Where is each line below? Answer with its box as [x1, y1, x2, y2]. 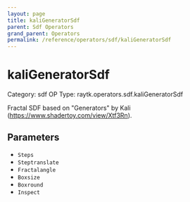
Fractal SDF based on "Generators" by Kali [7, 103, 132, 113]
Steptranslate [17, 159, 59, 166]
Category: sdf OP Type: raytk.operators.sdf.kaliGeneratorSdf [7, 90, 184, 99]
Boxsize [17, 174, 40, 181]
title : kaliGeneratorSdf [7, 17, 80, 24]
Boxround [17, 181, 44, 189]
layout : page [7, 10, 46, 18]
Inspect [17, 189, 40, 196]
